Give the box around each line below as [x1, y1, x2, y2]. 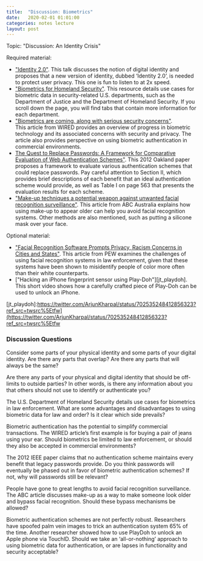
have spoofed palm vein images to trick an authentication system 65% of [6, 522, 188, 529]
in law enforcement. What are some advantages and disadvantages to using [6, 404, 196, 412]
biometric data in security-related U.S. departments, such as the [14, 91, 175, 99]
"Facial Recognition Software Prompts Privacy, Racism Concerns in [14, 244, 182, 251]
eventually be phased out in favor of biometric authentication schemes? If [6, 466, 190, 474]
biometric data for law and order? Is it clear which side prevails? [6, 411, 166, 418]
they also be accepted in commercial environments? [6, 442, 137, 449]
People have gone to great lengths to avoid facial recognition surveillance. [6, 485, 191, 492]
